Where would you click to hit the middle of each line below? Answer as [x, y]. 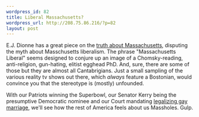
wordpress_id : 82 [28, 12]
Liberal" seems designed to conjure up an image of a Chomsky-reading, [95, 58]
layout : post [22, 28]
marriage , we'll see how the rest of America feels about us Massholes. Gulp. [100, 107]
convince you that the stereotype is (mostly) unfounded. [75, 84]
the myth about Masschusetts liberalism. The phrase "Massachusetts [91, 52]
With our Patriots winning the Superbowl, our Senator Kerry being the [91, 95]
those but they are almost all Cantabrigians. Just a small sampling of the [95, 71]
